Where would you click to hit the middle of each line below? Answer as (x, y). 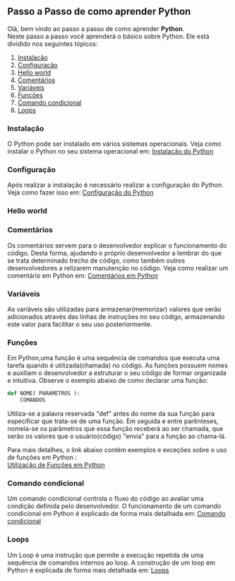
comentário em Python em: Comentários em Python (83, 275)
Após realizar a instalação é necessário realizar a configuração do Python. (115, 185)
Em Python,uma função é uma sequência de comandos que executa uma (114, 358)
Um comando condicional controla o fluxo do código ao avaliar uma (106, 499)
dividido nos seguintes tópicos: (53, 44)
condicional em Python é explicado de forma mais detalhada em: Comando (116, 514)
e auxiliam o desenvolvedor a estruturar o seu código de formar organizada (117, 373)
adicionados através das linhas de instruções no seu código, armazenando (116, 316)
